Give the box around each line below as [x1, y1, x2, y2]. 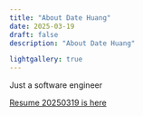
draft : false [9, 30, 59, 39]
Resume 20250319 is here [9, 97, 107, 109]
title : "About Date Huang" [9, 13, 111, 23]
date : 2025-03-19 [9, 22, 75, 31]
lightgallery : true [9, 55, 83, 64]
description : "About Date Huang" [9, 38, 136, 48]
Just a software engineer [9, 80, 102, 91]
